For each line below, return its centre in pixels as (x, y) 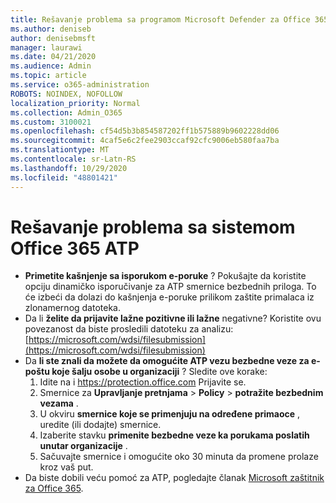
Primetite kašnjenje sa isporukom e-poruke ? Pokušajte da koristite (165, 276)
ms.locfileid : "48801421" (64, 177)
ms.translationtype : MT (60, 150)
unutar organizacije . (83, 446)
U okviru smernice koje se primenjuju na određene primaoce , (170, 414)
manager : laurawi (46, 47)
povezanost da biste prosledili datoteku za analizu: (129, 329)
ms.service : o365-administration (80, 85)
